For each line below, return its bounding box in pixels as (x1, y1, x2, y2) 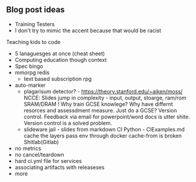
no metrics (14, 145, 42, 152)
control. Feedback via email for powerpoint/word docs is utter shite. (23, 113, 191, 120)
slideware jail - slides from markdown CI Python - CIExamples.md (23, 125, 185, 133)
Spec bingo (14, 62, 43, 70)
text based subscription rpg (23, 75, 92, 82)
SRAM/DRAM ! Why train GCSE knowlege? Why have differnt (23, 101, 173, 108)
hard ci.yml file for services (14, 157, 82, 164)
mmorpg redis (14, 68, 49, 76)
